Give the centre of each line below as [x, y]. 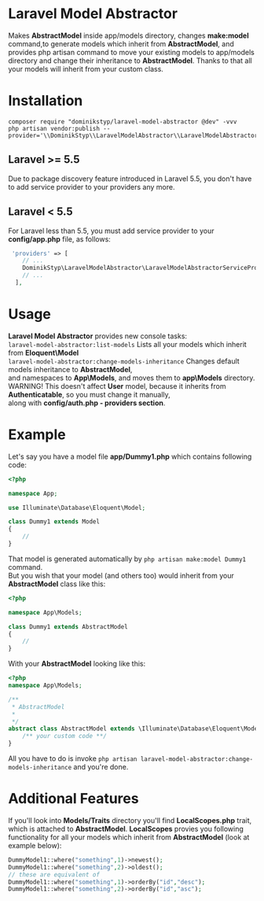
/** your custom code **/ [65, 737]
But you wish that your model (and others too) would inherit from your [121, 575]
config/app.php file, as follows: [60, 239]
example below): [35, 845]
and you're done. [101, 767]
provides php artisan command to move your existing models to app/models [132, 52]
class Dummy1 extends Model [54, 522]
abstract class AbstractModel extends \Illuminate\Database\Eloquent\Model [135, 729]
